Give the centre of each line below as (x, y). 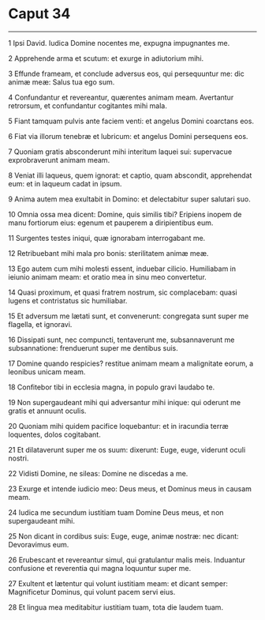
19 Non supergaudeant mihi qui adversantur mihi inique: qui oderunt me (125, 402)
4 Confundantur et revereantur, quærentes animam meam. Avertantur (121, 97)
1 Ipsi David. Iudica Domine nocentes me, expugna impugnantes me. (119, 43)
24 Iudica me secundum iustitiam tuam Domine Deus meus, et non (116, 512)
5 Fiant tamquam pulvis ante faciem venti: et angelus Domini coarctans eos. (131, 121)
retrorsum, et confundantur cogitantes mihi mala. (88, 105)
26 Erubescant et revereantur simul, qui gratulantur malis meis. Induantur (127, 560)
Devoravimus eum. (39, 544)
